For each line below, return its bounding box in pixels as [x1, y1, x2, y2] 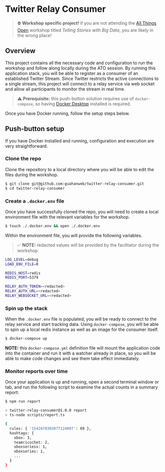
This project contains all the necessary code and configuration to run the [5, 60, 153, 66]
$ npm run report [5, 399, 41, 404]
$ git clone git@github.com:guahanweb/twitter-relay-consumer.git [5, 181, 144, 186]
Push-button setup [5, 125, 65, 133]
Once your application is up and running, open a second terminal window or [5, 379, 159, 385]
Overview [5, 47, 36, 55]
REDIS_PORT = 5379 [5, 275, 38, 280]
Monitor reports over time [5, 368, 68, 374]
